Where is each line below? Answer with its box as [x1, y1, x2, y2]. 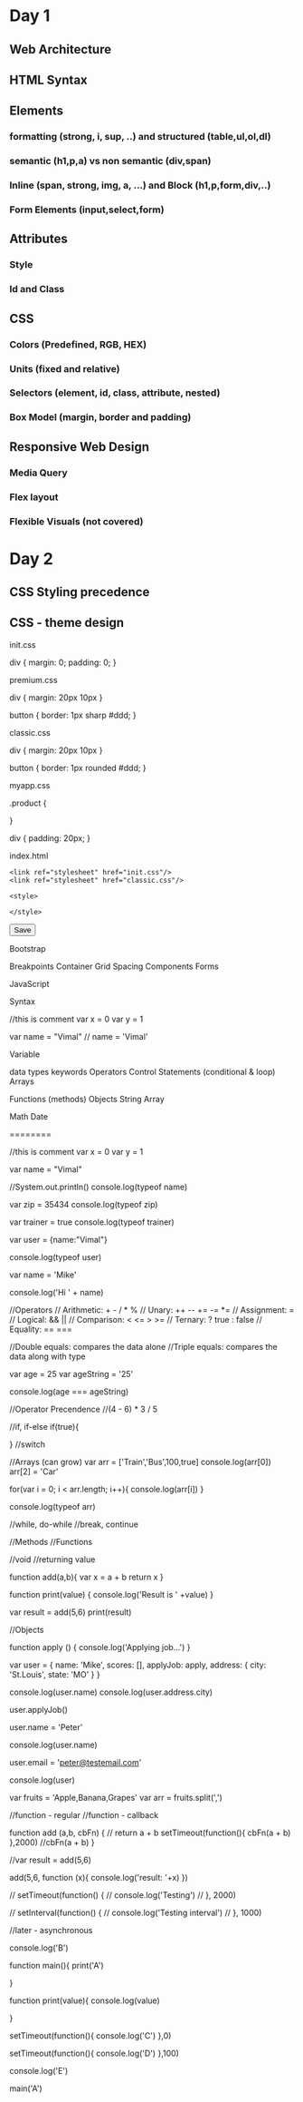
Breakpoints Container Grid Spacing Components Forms [9, 961, 219, 972]
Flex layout [9, 491, 59, 504]
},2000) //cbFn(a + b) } [9, 1836, 95, 1847]
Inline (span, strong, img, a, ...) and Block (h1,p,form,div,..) [9, 179, 271, 191]
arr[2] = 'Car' [9, 1466, 59, 1477]
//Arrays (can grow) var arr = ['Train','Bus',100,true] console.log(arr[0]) [9, 1456, 271, 1467]
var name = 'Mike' [9, 1269, 77, 1280]
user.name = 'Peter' [9, 1721, 83, 1733]
